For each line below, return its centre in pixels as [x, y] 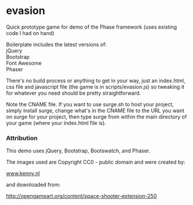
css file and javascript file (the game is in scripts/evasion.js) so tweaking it [95, 86]
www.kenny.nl [23, 173]
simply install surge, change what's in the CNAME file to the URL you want [95, 110]
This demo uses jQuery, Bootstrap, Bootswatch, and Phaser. [78, 151]
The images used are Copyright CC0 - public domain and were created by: [96, 162]
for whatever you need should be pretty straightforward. [73, 93]
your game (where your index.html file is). [56, 123]
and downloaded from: [34, 185]
